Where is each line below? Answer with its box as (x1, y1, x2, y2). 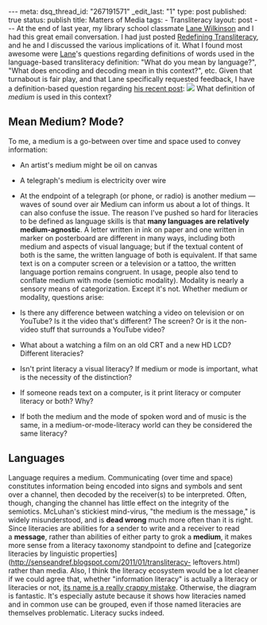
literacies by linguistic (8, 549, 79, 558)
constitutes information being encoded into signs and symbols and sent (8, 481, 243, 491)
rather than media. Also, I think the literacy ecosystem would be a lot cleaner (8, 565, 259, 575)
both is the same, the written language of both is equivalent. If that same (19, 250, 257, 259)
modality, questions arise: (19, 292, 105, 301)
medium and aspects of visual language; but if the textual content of (19, 242, 244, 251)
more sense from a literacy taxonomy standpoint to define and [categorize (8, 540, 252, 549)
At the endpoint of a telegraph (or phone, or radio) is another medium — (19, 191, 256, 200)
